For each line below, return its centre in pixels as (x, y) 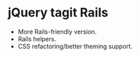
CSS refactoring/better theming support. (75, 46)
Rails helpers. (37, 38)
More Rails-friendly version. (57, 32)
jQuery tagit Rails (58, 13)
